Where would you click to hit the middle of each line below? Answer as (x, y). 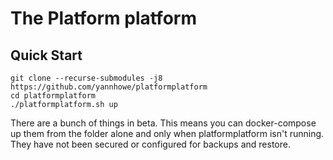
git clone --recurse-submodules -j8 (86, 78)
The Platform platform (103, 18)
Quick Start (46, 55)
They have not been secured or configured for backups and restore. (150, 144)
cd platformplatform (53, 96)
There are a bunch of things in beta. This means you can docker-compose (163, 123)
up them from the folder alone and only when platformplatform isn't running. (167, 133)
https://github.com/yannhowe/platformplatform (109, 87)
